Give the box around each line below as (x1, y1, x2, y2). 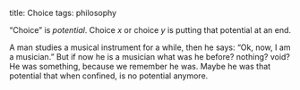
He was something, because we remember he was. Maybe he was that (9, 61, 271, 71)
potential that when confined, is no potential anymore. (9, 70, 209, 81)
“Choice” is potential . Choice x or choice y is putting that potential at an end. (9, 25, 292, 35)
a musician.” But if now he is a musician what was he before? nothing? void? (9, 52, 291, 61)
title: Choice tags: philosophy (9, 8, 117, 18)
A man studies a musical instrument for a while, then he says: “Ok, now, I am (9, 42, 291, 53)
